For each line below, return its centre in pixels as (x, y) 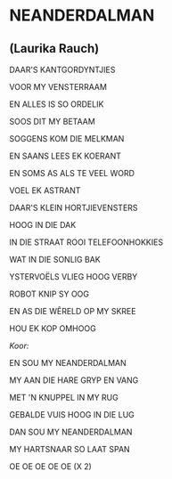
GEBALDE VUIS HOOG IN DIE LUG (72, 414)
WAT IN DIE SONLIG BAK (55, 260)
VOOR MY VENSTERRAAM (58, 87)
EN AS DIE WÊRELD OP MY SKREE (73, 311)
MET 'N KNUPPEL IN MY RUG (64, 398)
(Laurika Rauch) (54, 49)
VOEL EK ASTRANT (45, 191)
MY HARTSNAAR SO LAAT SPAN (70, 449)
